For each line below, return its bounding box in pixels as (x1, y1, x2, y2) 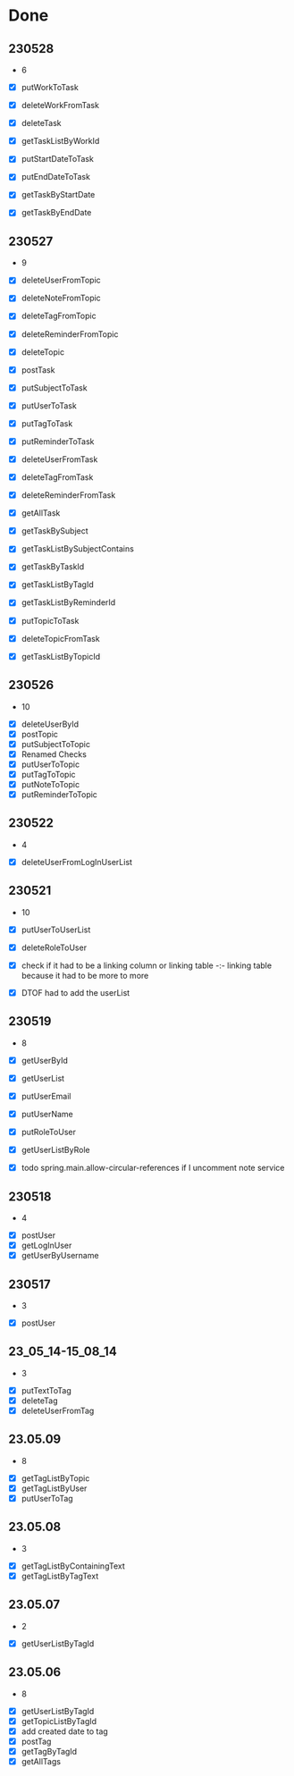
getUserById (21, 1055, 68, 1065)
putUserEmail (21, 1090, 71, 1101)
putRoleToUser (21, 1127, 77, 1137)
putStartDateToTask (21, 154, 95, 164)
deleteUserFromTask (21, 453, 98, 465)
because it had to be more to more (21, 970, 149, 981)
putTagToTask (21, 417, 73, 429)
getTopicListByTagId (21, 1715, 97, 1726)
